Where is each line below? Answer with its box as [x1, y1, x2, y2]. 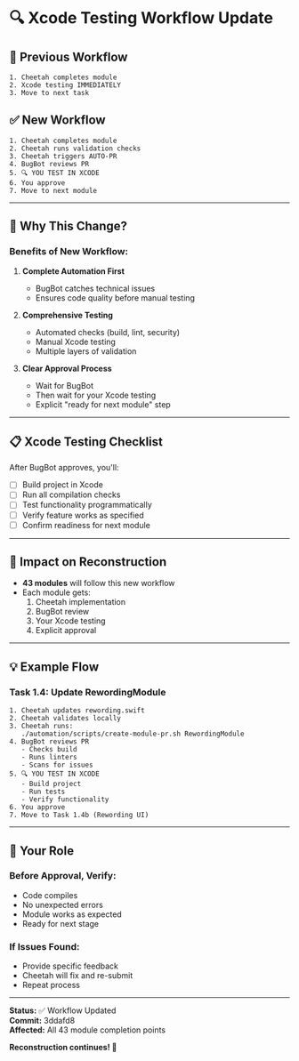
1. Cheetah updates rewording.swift [9, 706, 145, 715]
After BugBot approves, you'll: [9, 462, 119, 473]
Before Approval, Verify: [9, 870, 117, 882]
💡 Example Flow [9, 659, 100, 674]
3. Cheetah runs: [9, 722, 74, 731]
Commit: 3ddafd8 [9, 1016, 76, 1026]
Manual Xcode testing [35, 336, 116, 347]
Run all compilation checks [21, 489, 121, 500]
